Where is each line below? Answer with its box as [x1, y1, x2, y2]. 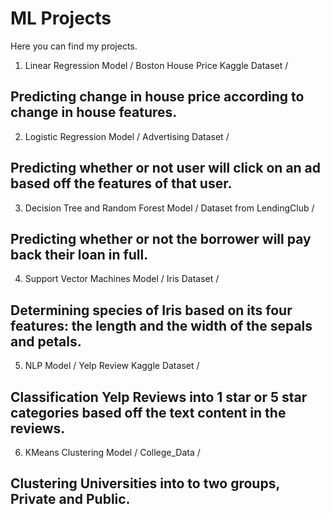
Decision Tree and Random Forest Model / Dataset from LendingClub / [24, 202, 315, 214]
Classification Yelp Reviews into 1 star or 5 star [10, 388, 308, 406]
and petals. [10, 333, 82, 350]
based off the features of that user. [10, 175, 233, 192]
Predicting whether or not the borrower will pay [10, 230, 312, 247]
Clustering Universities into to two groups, [10, 475, 280, 492]
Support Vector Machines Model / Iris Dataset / [24, 273, 220, 285]
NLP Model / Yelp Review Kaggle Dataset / [24, 360, 200, 372]
